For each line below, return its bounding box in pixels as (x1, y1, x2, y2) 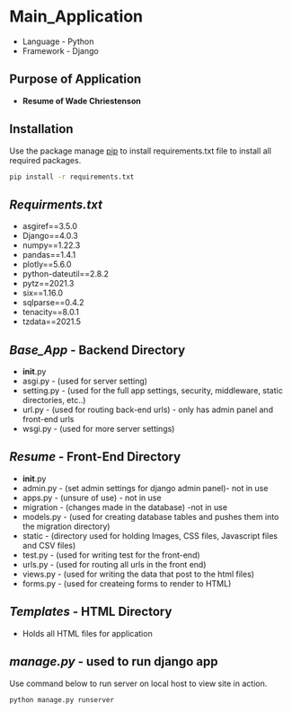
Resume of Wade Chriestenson (22, 95, 141, 106)
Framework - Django (22, 45, 99, 56)
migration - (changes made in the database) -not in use (22, 501, 227, 513)
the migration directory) (22, 521, 111, 532)
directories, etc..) (22, 395, 86, 406)
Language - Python (22, 36, 94, 47)
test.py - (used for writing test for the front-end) (22, 550, 200, 560)
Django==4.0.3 (22, 231, 78, 242)
